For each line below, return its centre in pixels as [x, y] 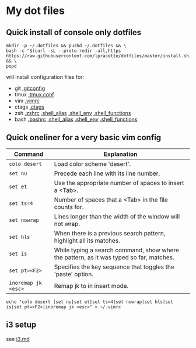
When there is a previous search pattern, [110, 233]
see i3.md [18, 339]
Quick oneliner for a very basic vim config [84, 138]
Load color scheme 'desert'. [92, 163]
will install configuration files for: [45, 77]
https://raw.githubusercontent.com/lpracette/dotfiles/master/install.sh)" [100, 56]
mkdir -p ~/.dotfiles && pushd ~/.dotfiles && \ [66, 46]
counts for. [69, 207]
